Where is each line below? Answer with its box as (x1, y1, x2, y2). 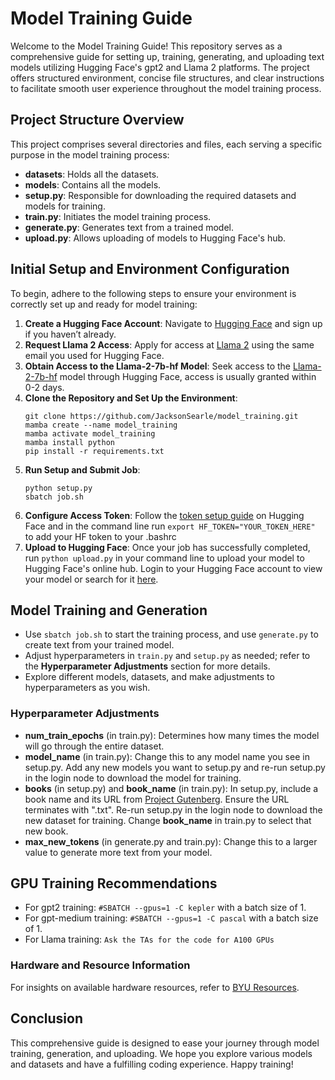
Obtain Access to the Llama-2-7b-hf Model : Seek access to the (24, 360, 292, 372)
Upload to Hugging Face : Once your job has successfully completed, (24, 541, 311, 553)
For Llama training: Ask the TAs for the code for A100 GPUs (24, 933, 275, 946)
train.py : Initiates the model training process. (24, 210, 212, 222)
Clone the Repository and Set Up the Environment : (24, 392, 238, 404)
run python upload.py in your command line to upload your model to (24, 552, 305, 564)
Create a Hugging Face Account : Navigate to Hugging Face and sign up (24, 317, 323, 329)
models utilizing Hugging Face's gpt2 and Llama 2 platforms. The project (10, 61, 310, 73)
